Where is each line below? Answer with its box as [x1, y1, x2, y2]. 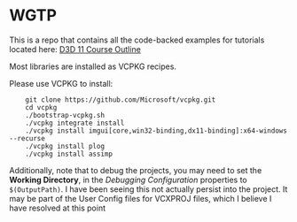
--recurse [9, 134, 46, 142]
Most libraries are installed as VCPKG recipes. [9, 61, 177, 72]
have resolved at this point [9, 203, 106, 213]
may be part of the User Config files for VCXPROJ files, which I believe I [9, 193, 272, 203]
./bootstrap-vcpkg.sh [25, 111, 105, 119]
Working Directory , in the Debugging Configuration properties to [9, 174, 247, 185]
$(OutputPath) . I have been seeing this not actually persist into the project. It [9, 183, 288, 195]
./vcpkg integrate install [25, 119, 125, 127]
